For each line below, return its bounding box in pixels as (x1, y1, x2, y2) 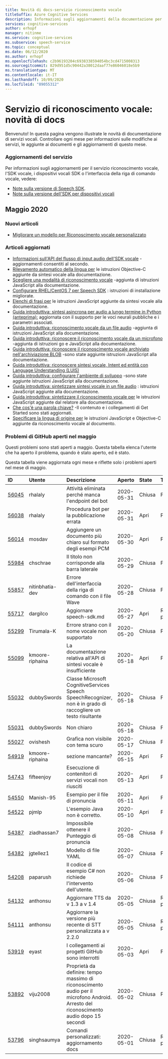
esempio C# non (66, 867, 105, 874)
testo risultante (66, 713, 102, 720)
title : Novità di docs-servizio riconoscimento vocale (5, 7, 122, 13)
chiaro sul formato (66, 539, 109, 546)
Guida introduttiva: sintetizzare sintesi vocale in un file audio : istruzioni (12, 383, 159, 389)
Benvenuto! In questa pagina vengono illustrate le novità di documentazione (5, 131, 161, 137)
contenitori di (66, 771, 97, 778)
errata (66, 518, 81, 525)
